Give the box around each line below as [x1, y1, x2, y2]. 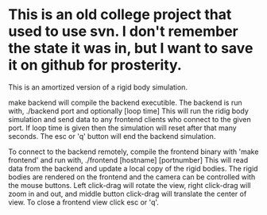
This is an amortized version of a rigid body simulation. [8, 82, 188, 92]
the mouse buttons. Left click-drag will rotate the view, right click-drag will [8, 180, 251, 190]
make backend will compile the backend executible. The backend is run [8, 98, 242, 107]
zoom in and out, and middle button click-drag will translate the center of [8, 189, 247, 198]
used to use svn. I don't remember [8, 22, 238, 40]
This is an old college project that [8, 6, 232, 24]
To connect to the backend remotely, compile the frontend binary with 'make [8, 147, 259, 156]
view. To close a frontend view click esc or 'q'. [8, 197, 159, 207]
